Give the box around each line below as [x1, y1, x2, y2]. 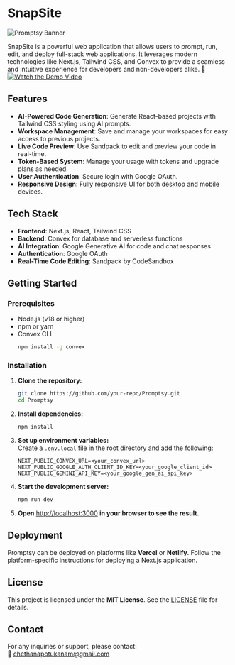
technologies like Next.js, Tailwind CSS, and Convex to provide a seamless [7, 57, 225, 65]
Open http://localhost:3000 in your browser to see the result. [17, 509, 200, 517]
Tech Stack [7, 208, 58, 220]
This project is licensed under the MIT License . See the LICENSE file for [7, 595, 218, 604]
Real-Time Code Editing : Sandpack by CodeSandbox [17, 257, 174, 265]
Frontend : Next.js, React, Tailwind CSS [17, 226, 131, 235]
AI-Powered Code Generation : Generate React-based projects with [17, 111, 217, 120]
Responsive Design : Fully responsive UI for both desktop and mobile [17, 180, 220, 188]
